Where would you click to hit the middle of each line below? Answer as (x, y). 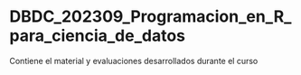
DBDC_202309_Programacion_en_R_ (150, 17)
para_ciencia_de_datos (98, 36)
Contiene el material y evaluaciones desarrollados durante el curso (134, 61)
